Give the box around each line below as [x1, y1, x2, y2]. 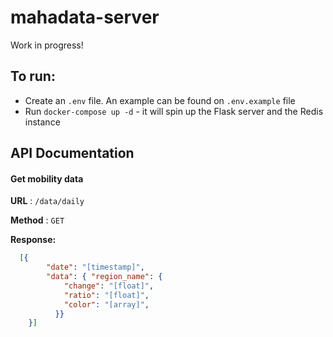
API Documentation [10, 145, 135, 162]
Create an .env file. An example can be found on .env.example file [24, 94, 296, 106]
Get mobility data [10, 172, 84, 185]
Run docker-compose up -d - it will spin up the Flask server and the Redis [24, 105, 324, 117]
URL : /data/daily [10, 195, 85, 207]
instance [24, 116, 61, 128]
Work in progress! [10, 39, 84, 51]
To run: [10, 68, 56, 85]
